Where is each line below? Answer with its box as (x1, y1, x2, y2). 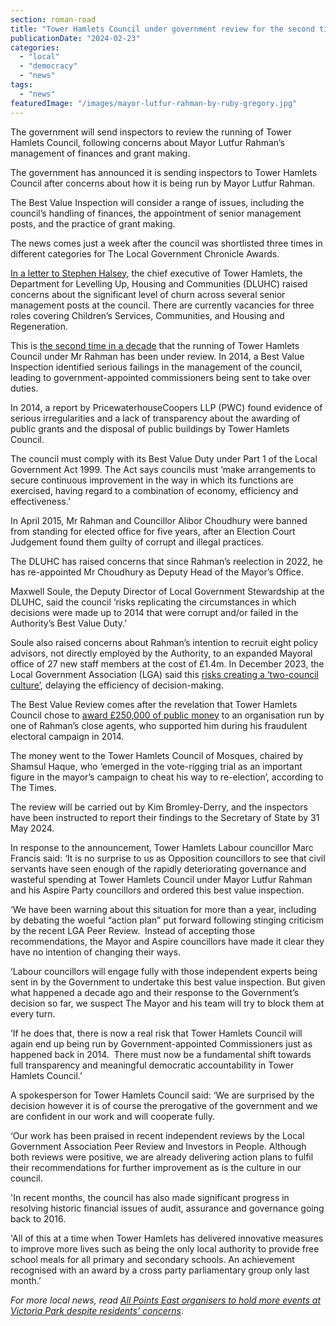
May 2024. (10, 822, 55, 834)
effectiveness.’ (10, 495, 71, 507)
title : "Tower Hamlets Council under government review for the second (10, 24, 315, 34)
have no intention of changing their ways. (10, 946, 182, 958)
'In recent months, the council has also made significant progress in (10, 1191, 290, 1203)
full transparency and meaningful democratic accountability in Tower (10, 1059, 294, 1071)
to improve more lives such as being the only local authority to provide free (10, 1242, 320, 1255)
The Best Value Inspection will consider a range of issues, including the (10, 196, 305, 208)
